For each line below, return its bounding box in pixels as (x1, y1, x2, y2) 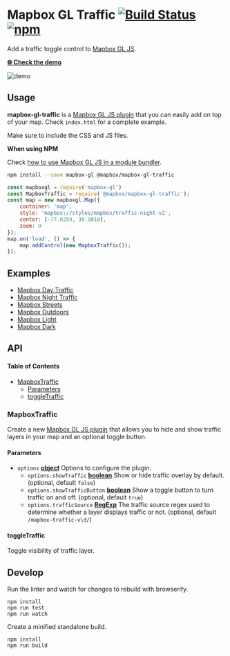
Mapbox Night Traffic (17, 293, 78, 301)
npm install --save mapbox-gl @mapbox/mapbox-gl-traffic (7, 171, 175, 178)
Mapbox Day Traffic (17, 286, 74, 294)
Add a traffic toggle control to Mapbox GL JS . (7, 44, 137, 53)
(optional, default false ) (27, 479, 96, 487)
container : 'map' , (19, 203, 73, 211)
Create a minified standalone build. (7, 623, 107, 631)
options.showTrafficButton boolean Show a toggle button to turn (27, 486, 214, 495)
